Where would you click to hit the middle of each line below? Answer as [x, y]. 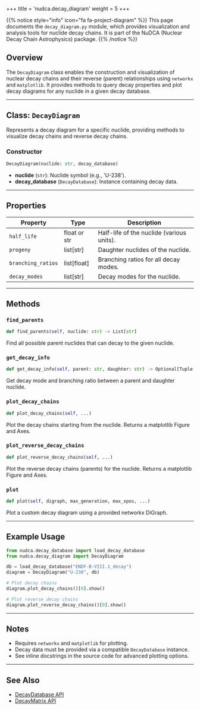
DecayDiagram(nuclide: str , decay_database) [62, 164]
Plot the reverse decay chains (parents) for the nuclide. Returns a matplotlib [99, 468]
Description [145, 223]
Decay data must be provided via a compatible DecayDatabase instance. [102, 650]
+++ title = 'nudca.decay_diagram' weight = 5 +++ [68, 9]
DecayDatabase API [39, 695]
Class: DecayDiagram [43, 115]
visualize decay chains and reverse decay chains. [67, 136]
